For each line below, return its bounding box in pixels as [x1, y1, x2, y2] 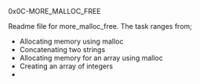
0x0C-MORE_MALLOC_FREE [8, 7, 101, 16]
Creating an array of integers [19, 61, 114, 71]
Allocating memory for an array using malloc [19, 54, 163, 62]
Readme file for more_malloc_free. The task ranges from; [8, 22, 192, 30]
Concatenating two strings [19, 45, 106, 54]
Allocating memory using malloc [19, 37, 124, 46]
